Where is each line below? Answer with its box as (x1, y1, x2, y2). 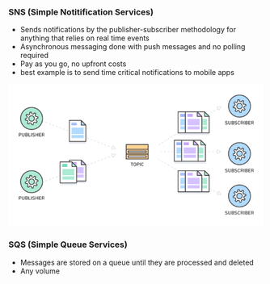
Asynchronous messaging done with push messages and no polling (19, 42, 246, 52)
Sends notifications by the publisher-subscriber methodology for (19, 25, 237, 35)
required (19, 51, 49, 61)
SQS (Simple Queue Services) (8, 239, 128, 250)
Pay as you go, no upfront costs (19, 59, 127, 69)
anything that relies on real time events (19, 33, 150, 43)
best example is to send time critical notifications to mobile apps (19, 68, 234, 77)
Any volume (19, 265, 61, 276)
